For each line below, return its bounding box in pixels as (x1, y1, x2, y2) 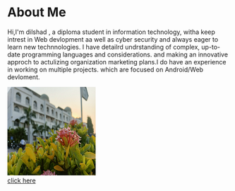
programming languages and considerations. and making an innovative (21, 50, 228, 59)
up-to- (200, 42, 221, 51)
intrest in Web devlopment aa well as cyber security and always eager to (7, 35, 219, 43)
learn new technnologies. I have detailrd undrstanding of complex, (7, 42, 200, 51)
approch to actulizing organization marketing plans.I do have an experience (7, 57, 227, 66)
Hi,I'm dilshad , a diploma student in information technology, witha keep (7, 28, 215, 36)
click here (7, 176, 37, 185)
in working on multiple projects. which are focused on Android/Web (7, 65, 203, 74)
